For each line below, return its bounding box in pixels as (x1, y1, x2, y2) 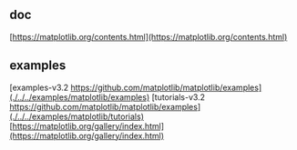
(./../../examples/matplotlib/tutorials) (9, 111, 144, 122)
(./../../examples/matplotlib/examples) (9, 91, 150, 103)
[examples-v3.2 (9, 82, 69, 93)
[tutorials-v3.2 (151, 91, 206, 103)
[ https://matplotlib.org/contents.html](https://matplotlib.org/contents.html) (9, 31, 288, 42)
